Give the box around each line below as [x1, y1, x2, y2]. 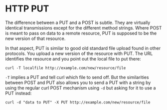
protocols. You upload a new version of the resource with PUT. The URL [5, 50, 153, 56]
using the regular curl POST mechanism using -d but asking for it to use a [5, 84, 156, 90]
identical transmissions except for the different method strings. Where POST [5, 24, 162, 30]
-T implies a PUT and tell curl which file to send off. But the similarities [5, 74, 149, 80]
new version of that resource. [5, 35, 66, 41]
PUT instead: [5, 90, 32, 96]
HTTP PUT [5, 3, 49, 14]
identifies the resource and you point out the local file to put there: [5, 55, 141, 61]
